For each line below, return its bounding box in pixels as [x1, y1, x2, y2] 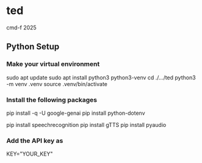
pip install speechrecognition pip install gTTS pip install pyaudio [6, 121, 167, 128]
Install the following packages [6, 95, 98, 104]
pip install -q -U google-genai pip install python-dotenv [6, 109, 145, 117]
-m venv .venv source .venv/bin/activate [6, 80, 108, 87]
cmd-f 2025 [6, 24, 37, 31]
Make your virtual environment [6, 60, 100, 68]
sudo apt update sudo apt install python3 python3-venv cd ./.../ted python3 [6, 74, 197, 81]
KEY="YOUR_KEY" [6, 150, 53, 158]
